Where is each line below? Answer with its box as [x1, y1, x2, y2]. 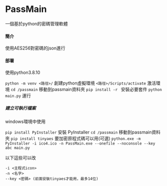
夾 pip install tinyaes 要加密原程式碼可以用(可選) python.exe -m [5, 135, 141, 141]
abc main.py [5, 145, 30, 150]
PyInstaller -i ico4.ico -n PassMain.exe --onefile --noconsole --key [5, 141, 155, 146]
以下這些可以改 [5, 155, 36, 161]
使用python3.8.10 [5, 69, 40, 75]
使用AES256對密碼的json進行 [5, 45, 66, 51]
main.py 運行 [5, 92, 31, 98]
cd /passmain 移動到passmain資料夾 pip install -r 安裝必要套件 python [10, 86, 162, 92]
